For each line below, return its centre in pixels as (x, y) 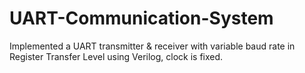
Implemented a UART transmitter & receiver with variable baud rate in (152, 46)
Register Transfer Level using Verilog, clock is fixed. (116, 56)
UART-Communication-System (141, 18)
